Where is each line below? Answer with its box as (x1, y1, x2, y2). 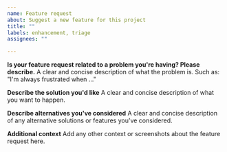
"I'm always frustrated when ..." (7, 75, 96, 83)
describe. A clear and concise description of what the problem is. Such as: (7, 68, 220, 76)
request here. (7, 137, 45, 145)
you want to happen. (7, 96, 65, 104)
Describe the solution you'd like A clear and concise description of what (7, 89, 215, 97)
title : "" (7, 23, 36, 30)
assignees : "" (7, 36, 48, 43)
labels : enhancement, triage (7, 29, 91, 36)
